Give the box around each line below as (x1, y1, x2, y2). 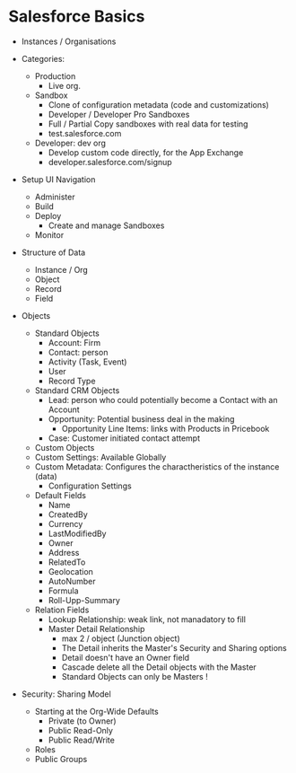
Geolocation (48, 566, 93, 576)
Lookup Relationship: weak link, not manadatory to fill (48, 613, 246, 625)
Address (48, 547, 80, 558)
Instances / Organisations (21, 36, 117, 47)
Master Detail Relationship (48, 623, 145, 634)
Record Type (48, 375, 96, 386)
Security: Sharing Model (21, 689, 111, 699)
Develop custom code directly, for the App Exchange (48, 146, 244, 158)
